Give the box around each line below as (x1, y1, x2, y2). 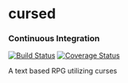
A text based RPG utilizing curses (8, 66, 118, 76)
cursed (8, 5, 56, 23)
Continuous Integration (8, 33, 100, 44)
